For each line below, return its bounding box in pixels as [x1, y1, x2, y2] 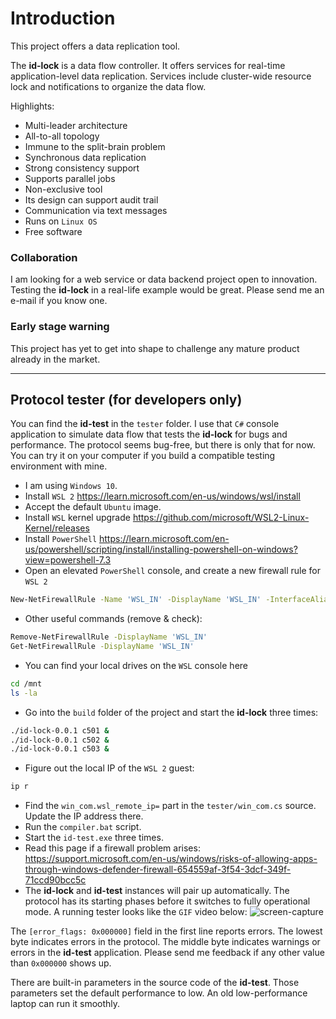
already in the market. [10, 353, 101, 365]
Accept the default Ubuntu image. [24, 501, 162, 513]
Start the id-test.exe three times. [24, 832, 164, 844]
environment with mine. [10, 460, 108, 472]
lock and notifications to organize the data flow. [10, 80, 207, 92]
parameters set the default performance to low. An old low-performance [10, 987, 308, 999]
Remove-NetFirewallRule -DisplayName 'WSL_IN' [10, 632, 208, 642]
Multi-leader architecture [24, 119, 128, 131]
